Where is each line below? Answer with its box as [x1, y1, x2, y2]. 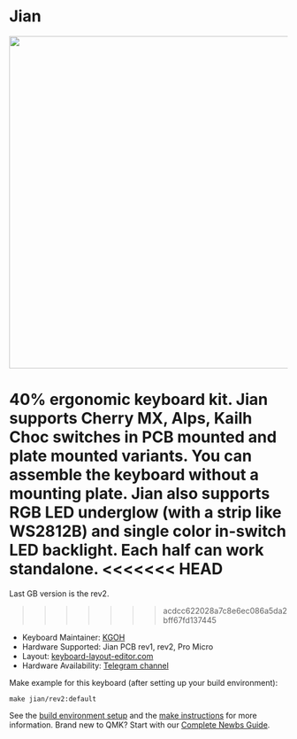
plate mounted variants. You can [9, 446, 252, 466]
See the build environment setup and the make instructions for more [9, 710, 258, 720]
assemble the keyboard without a [9, 465, 259, 485]
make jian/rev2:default [9, 694, 97, 704]
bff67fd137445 [163, 614, 217, 626]
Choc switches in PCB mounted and [9, 427, 277, 447]
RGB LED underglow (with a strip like [9, 502, 282, 523]
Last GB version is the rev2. [9, 587, 110, 599]
